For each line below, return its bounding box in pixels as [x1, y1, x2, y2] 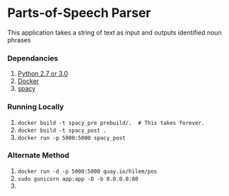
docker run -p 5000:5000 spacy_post [17, 134, 126, 142]
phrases [7, 35, 31, 44]
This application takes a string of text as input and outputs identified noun [7, 28, 222, 37]
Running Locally [7, 102, 64, 112]
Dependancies [7, 53, 59, 63]
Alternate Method [7, 150, 69, 160]
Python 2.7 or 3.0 [17, 69, 69, 78]
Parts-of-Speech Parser [7, 5, 151, 21]
